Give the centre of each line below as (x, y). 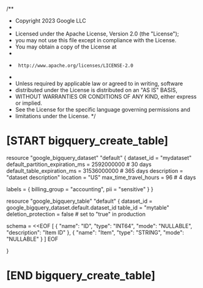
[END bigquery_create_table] (81, 276)
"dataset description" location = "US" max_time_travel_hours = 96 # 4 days (101, 177)
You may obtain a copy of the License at (66, 47)
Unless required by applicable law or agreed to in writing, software (99, 83)
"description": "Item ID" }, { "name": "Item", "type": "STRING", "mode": (95, 232)
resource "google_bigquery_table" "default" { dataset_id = (79, 201)
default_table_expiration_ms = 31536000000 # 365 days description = (95, 170)
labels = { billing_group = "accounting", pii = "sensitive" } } (80, 189)
